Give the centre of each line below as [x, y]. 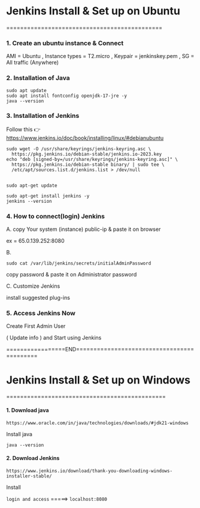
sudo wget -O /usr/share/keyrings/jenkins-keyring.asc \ [79, 149]
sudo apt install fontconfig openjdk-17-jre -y [67, 96]
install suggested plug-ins [38, 298]
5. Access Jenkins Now [41, 314]
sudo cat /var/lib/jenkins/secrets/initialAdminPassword [79, 264]
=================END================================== [100, 349]
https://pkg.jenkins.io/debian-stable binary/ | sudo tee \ [88, 165]
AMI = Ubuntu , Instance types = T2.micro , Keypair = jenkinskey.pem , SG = [100, 56]
